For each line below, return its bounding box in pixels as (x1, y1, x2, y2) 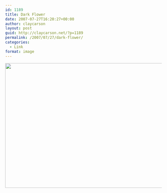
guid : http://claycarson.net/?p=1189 (5, 30, 83, 35)
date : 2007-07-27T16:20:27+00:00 (5, 16, 75, 21)
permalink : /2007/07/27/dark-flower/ (5, 35, 83, 40)
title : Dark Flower (5, 12, 46, 17)
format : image (5, 49, 35, 54)
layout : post (5, 26, 32, 31)
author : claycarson (5, 21, 46, 26)
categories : (5, 40, 30, 45)
